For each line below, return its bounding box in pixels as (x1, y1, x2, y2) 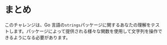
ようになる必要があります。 (13, 34, 71, 40)
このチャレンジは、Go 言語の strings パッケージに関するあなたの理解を (5, 22, 151, 28)
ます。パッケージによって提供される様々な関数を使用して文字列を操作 (13, 28, 158, 34)
